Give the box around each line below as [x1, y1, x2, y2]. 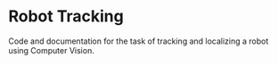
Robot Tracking [8, 6, 124, 27]
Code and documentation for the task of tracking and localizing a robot [8, 36, 269, 46]
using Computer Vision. [8, 45, 94, 55]
